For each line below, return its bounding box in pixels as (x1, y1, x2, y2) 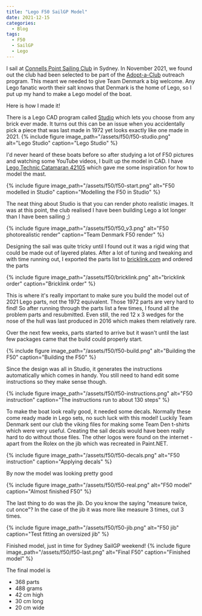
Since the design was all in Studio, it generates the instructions (6, 365, 163, 372)
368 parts (14, 578, 40, 585)
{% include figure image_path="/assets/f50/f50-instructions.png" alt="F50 (6, 390, 193, 397)
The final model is (6, 567, 51, 574)
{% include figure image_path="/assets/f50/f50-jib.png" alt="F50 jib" (6, 524, 179, 531)
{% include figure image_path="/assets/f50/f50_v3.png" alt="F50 (6, 224, 169, 232)
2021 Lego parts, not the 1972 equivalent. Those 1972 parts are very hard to (6, 298, 194, 305)
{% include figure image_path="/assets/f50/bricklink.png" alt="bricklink (6, 273, 185, 281)
